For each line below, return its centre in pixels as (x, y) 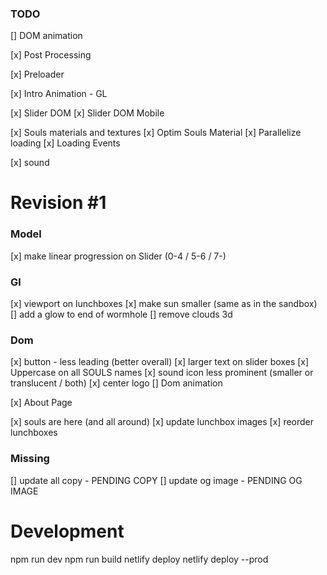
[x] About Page (41, 403)
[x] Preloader (37, 74)
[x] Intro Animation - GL (59, 94)
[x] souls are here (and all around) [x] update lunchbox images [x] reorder (162, 422)
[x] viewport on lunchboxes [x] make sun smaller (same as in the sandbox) (164, 304)
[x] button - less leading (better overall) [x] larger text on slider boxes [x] (160, 362)
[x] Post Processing (51, 55)
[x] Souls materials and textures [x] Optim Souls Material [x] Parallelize (156, 133)
